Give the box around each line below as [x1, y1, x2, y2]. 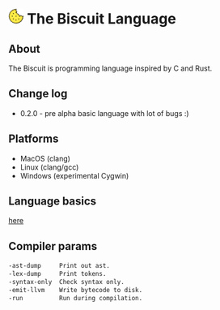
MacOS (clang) [19, 153, 71, 163]
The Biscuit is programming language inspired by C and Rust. [8, 63, 213, 73]
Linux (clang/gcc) [19, 162, 79, 172]
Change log [8, 87, 68, 101]
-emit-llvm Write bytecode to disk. [8, 286, 143, 295]
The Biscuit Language [27, 10, 176, 28]
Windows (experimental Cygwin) [19, 170, 129, 180]
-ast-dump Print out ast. [8, 262, 111, 270]
